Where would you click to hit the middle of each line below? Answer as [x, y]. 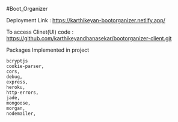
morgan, [16, 108]
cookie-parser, [25, 66]
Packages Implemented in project [48, 50]
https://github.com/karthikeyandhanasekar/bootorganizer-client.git [89, 38]
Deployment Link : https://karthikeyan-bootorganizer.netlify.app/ [86, 20]
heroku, [16, 87]
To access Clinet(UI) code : [40, 32]
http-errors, [23, 93]
